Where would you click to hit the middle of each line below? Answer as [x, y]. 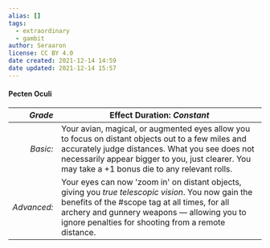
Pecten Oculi [30, 94]
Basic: [42, 148]
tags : [17, 23]
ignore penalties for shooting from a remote [143, 222]
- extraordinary [43, 31]
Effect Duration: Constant [160, 115]
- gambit [30, 38]
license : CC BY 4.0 [41, 53]
